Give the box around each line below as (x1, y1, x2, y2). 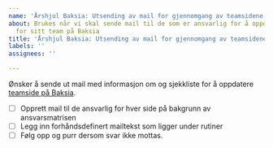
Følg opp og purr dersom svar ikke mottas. (19, 131, 163, 141)
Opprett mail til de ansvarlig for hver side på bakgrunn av (19, 103, 211, 113)
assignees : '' (8, 50, 57, 58)
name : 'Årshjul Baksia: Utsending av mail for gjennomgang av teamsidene (8, 11, 264, 20)
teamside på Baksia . (8, 88, 76, 98)
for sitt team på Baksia (15, 27, 100, 35)
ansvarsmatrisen (19, 113, 76, 123)
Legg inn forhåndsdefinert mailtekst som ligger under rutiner (19, 121, 223, 131)
